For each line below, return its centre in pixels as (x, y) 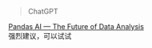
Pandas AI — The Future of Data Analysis (76, 26)
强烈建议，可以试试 (40, 36)
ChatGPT (43, 11)
